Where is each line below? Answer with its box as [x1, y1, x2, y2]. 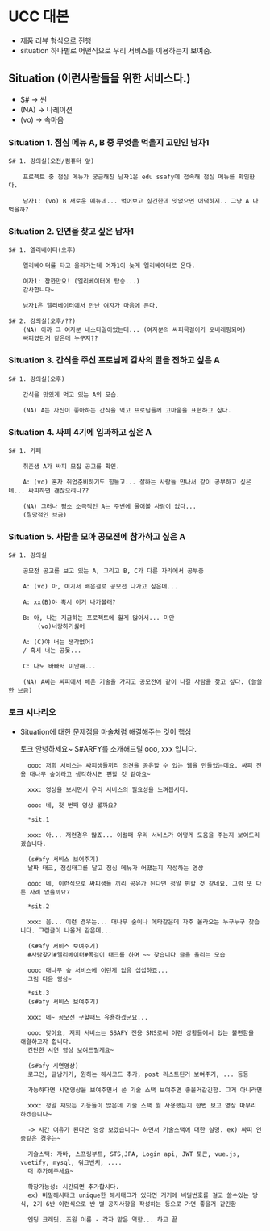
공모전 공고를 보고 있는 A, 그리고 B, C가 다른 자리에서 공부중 [23, 567, 204, 576]
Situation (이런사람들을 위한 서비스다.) [8, 72, 191, 86]
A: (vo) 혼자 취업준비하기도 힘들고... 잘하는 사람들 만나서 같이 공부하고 [23, 478, 237, 486]
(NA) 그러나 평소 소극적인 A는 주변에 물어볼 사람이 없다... [23, 502, 197, 510]
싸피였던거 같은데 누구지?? [23, 334, 98, 343]
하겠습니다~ [19, 1110, 52, 1118]
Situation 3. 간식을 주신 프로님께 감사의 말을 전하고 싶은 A [8, 354, 220, 366]
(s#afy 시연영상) [27, 1061, 79, 1070]
